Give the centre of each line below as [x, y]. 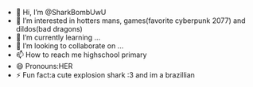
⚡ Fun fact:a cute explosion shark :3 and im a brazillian [105, 75]
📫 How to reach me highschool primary [81, 55]
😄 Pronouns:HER [44, 66]
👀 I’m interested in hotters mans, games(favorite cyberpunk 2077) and [130, 21]
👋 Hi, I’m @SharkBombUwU [61, 12]
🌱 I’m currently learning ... [58, 37]
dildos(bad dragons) [49, 29]
